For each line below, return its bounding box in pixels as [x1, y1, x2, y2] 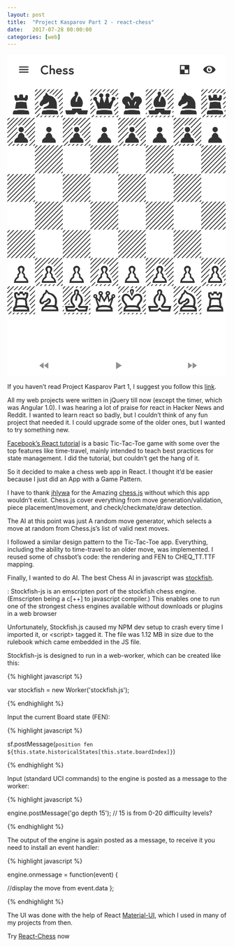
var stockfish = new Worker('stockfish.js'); [7, 686, 130, 694]
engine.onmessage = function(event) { [7, 870, 119, 879]
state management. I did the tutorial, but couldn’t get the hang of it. [7, 454, 200, 462]
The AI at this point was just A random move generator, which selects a [7, 517, 212, 525]
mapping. [7, 560, 35, 568]
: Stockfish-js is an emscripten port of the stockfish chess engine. [7, 587, 197, 596]
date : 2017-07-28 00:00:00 [7, 26, 92, 33]
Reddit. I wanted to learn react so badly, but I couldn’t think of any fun [7, 411, 208, 419]
